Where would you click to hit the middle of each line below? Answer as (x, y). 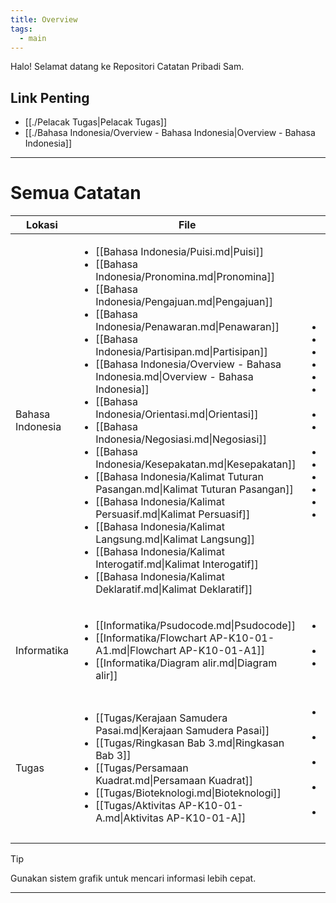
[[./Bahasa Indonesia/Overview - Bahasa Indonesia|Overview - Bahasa (170, 133)
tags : (21, 29)
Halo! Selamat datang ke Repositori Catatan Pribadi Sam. (127, 67)
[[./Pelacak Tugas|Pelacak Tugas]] (95, 122)
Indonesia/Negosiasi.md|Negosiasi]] (181, 439)
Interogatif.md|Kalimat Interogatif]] (177, 564)
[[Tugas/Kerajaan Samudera (161, 718)
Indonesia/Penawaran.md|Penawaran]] (187, 327)
